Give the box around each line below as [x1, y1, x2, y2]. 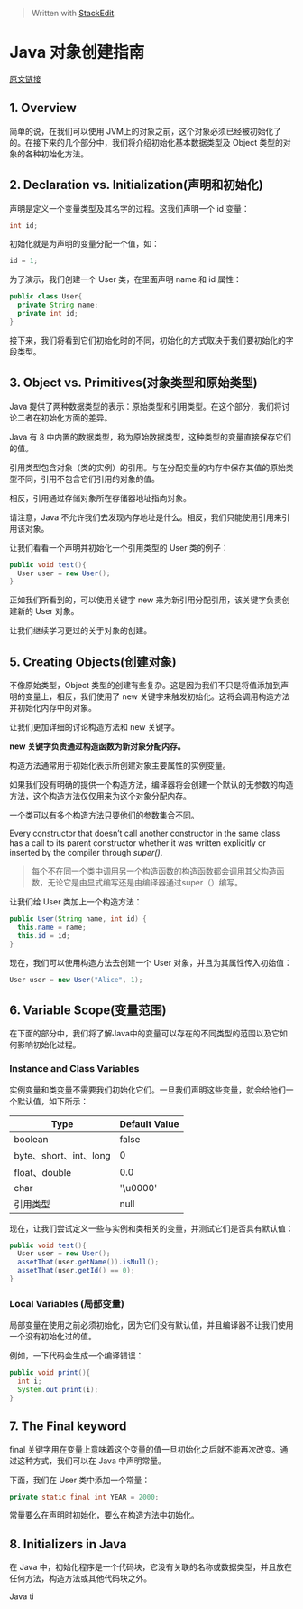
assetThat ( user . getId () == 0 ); [17, 1266, 135, 1275]
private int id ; [17, 309, 78, 318]
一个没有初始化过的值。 [9, 1331, 96, 1342]
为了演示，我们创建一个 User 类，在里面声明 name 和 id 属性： [9, 274, 242, 285]
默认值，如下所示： [16, 1095, 88, 1106]
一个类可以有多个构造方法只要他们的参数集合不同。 [9, 809, 199, 821]
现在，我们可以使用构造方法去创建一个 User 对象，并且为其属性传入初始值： [9, 957, 293, 968]
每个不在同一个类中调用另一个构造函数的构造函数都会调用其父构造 [31, 866, 277, 876]
